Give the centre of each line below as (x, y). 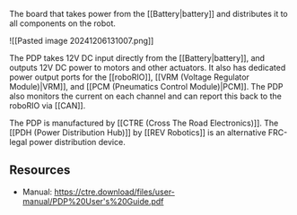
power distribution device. (77, 142)
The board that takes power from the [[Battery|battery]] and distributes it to (149, 14)
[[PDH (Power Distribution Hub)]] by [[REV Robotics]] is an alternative (138, 133)
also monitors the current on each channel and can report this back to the (146, 96)
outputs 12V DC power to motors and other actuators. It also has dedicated (148, 68)
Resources (40, 170)
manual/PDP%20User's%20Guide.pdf (93, 201)
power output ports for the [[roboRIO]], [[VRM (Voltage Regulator (129, 77)
